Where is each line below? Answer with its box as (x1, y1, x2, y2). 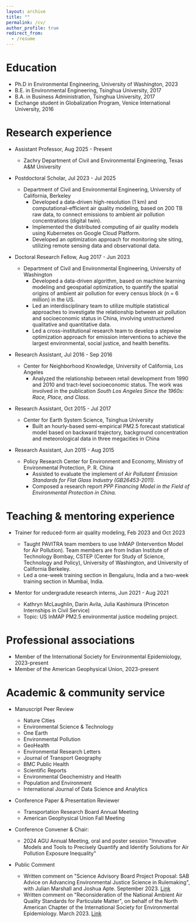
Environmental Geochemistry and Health (23, 773, 121, 780)
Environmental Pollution (23, 735, 81, 743)
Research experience (6, 126, 112, 140)
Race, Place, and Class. (32, 393, 90, 400)
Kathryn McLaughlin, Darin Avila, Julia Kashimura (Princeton (23, 600, 169, 608)
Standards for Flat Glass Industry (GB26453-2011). (32, 476, 156, 483)
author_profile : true (6, 25, 59, 31)
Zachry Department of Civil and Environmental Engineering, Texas (23, 157, 183, 164)
